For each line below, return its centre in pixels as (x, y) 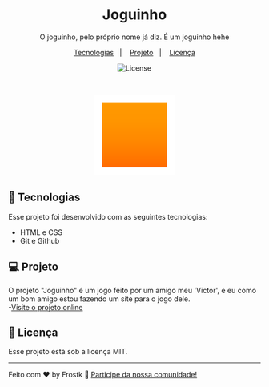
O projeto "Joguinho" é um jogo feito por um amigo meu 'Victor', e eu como (132, 290)
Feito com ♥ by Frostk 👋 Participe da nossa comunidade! (103, 375)
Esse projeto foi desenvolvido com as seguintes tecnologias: (108, 216)
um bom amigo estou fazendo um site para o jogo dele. (99, 299)
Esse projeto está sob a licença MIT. (68, 352)
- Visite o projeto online (46, 307)
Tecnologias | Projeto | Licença (134, 52)
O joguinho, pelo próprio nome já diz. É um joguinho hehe (134, 37)
